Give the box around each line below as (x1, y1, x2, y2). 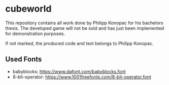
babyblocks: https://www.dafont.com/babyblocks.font (12, 68, 126, 74)
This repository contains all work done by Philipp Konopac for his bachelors (5, 20, 163, 26)
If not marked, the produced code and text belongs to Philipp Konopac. (5, 40, 154, 46)
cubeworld (5, 3, 52, 15)
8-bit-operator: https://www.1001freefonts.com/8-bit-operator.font (12, 74, 151, 80)
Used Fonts (5, 55, 42, 64)
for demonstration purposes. (5, 30, 65, 36)
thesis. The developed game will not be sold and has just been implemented (5, 25, 164, 31)
